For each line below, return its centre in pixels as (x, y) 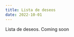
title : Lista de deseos (31, 10)
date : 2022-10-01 (24, 15)
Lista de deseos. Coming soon (37, 29)
